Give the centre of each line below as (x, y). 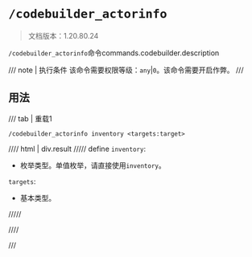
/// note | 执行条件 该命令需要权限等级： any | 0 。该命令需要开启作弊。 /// (126, 70)
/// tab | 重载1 (30, 118)
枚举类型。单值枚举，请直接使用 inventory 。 (93, 165)
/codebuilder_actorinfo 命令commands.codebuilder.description (114, 53)
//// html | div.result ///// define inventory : (77, 149)
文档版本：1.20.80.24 (63, 35)
